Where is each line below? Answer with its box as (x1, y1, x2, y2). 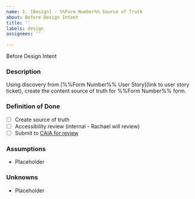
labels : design (6, 25, 44, 32)
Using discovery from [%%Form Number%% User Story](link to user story (6, 81, 190, 88)
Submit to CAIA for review (14, 129, 79, 136)
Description (6, 68, 41, 76)
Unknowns (6, 173, 38, 182)
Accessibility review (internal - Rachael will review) (14, 123, 140, 130)
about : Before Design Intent (6, 14, 79, 20)
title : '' (6, 20, 31, 26)
